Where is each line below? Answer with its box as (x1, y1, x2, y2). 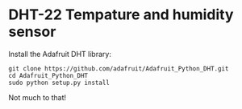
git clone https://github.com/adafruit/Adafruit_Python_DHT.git (8, 64, 229, 73)
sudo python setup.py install (8, 79, 111, 87)
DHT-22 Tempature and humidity (8, 6, 234, 24)
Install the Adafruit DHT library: (8, 49, 111, 59)
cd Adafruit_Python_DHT (8, 71, 89, 79)
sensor (8, 22, 56, 41)
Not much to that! (8, 92, 67, 102)
